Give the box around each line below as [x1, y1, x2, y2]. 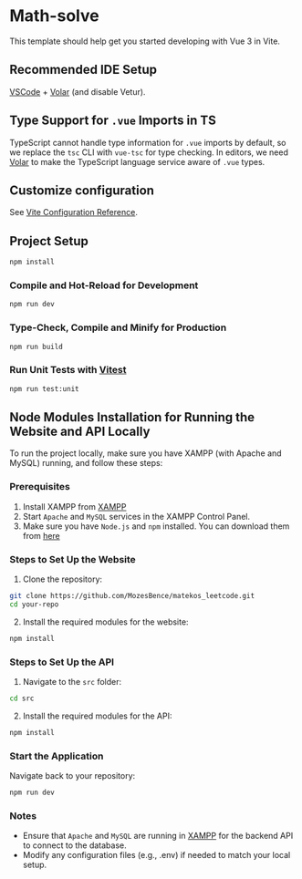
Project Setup [9, 233, 89, 249]
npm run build [9, 342, 64, 351]
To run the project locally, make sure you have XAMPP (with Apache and [9, 448, 282, 459]
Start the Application [9, 750, 104, 762]
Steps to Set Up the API [9, 656, 115, 668]
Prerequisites [9, 481, 70, 493]
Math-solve [9, 5, 99, 26]
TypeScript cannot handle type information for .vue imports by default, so [9, 137, 286, 148]
